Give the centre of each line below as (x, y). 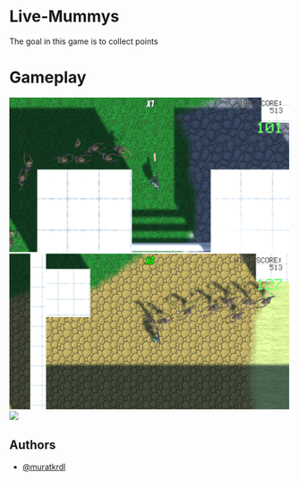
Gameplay (48, 77)
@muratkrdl (44, 467)
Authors (33, 445)
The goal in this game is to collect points (84, 41)
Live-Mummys (64, 17)
